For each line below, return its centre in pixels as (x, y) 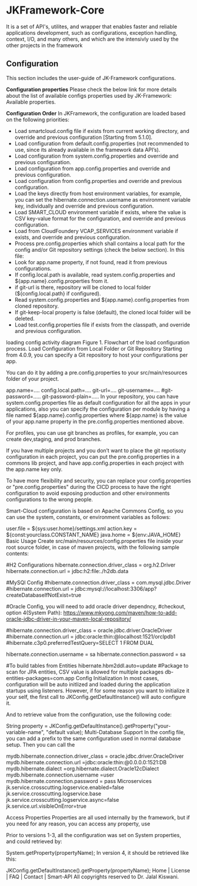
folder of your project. (33, 379)
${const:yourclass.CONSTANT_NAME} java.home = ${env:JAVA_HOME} (94, 534)
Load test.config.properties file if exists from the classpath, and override (102, 325)
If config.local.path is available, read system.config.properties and (95, 275)
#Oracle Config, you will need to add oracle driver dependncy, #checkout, (96, 606)
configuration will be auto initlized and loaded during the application (89, 684)
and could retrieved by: (34, 841)
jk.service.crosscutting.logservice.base (54, 793)
